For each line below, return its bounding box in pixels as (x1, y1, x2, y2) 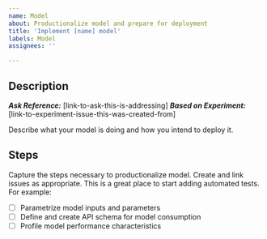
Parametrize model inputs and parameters (19, 203, 161, 212)
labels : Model (8, 34, 57, 43)
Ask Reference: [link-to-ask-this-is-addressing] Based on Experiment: (8, 100, 247, 110)
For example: (8, 187, 53, 197)
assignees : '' (8, 42, 57, 50)
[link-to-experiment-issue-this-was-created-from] (8, 109, 176, 118)
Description (8, 79, 69, 93)
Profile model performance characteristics (19, 220, 162, 231)
